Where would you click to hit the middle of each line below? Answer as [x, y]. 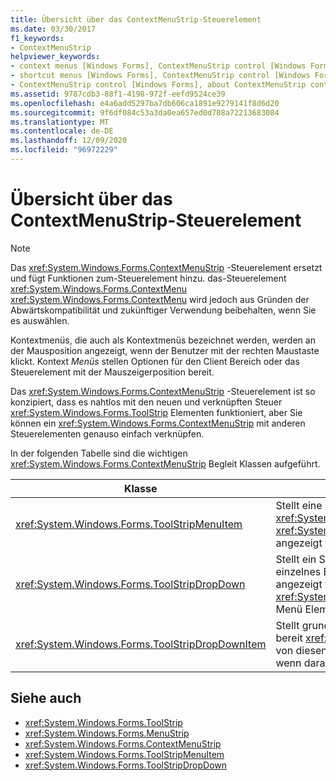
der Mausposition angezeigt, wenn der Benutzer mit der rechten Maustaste [165, 350]
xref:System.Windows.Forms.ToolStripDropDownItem [141, 644]
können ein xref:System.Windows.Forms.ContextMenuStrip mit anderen [158, 423]
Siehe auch [46, 698]
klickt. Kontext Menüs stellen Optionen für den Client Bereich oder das [155, 361]
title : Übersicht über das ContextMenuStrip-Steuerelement [136, 19]
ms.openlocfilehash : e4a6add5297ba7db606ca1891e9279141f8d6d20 [145, 103]
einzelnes [298, 571]
